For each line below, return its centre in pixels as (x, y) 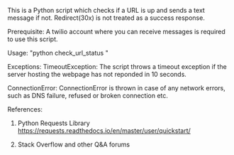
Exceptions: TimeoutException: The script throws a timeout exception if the (117, 66)
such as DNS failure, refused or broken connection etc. (88, 96)
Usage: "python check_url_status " (58, 53)
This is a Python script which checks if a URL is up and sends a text (106, 10)
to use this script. (33, 39)
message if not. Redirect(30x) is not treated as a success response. (106, 18)
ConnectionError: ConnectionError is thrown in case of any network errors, (116, 88)
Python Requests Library (54, 123)
